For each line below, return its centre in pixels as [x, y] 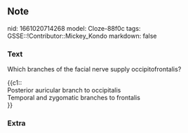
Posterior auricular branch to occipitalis [64, 90]
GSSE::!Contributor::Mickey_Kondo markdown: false [82, 36]
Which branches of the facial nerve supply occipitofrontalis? [94, 69]
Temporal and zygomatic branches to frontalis [74, 98]
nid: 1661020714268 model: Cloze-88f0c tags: [74, 28]
